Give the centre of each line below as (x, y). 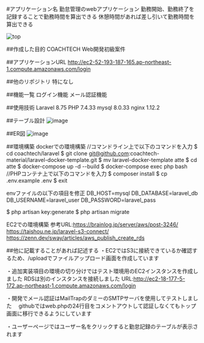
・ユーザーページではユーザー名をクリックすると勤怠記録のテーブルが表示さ (102, 326)
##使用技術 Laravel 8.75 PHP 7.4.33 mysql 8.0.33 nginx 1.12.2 (83, 108)
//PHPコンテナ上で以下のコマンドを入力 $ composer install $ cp (87, 174)
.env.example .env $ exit (37, 180)
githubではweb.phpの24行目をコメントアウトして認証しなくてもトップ (107, 306)
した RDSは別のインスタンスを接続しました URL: (72, 279)
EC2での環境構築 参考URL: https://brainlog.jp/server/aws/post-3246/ (92, 224)
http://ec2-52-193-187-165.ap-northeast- (119, 62)
